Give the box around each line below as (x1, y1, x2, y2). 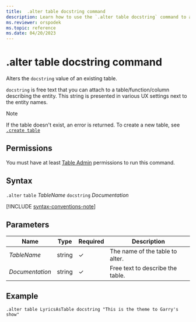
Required (78, 237, 104, 245)
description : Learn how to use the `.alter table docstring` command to (6, 14, 187, 20)
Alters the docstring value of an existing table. (6, 75, 118, 82)
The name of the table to (110, 247, 177, 255)
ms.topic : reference (6, 25, 57, 31)
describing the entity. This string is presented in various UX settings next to (6, 93, 187, 100)
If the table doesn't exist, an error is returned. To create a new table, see (6, 121, 180, 129)
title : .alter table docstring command (6, 8, 106, 15)
